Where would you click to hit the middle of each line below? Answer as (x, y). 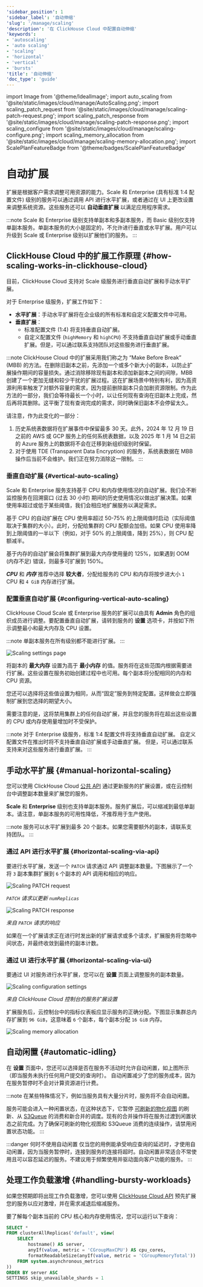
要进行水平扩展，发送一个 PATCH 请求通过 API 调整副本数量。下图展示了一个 (100, 866)
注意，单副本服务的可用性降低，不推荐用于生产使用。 (88, 814)
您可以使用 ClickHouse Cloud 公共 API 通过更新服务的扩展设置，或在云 (94, 786)
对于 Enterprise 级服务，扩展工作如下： (55, 301)
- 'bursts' (20, 68)
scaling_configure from (35, 129)
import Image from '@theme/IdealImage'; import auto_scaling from (89, 97)
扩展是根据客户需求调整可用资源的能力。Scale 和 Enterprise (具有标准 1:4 (97, 192)
